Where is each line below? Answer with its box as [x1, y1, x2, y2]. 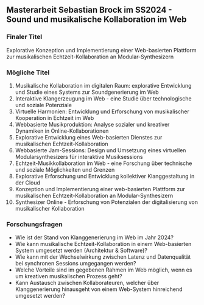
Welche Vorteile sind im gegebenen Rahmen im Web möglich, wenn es [15, 266, 192, 273]
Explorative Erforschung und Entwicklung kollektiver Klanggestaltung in [15, 172, 195, 180]
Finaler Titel [6, 33, 43, 41]
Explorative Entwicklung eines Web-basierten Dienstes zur [15, 133, 163, 141]
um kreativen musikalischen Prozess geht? [15, 273, 123, 280]
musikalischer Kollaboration [15, 205, 85, 212]
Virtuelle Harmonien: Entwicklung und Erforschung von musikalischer [15, 108, 190, 115]
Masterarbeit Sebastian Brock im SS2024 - [6, 5, 172, 15]
